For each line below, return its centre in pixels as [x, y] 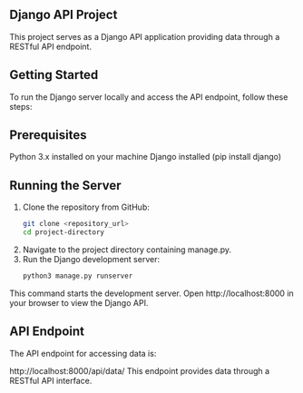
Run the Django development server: [91, 259]
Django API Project [64, 15]
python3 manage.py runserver [78, 276]
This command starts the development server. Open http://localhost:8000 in [152, 293]
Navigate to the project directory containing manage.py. [127, 250]
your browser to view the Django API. [79, 302]
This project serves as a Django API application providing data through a [145, 36]
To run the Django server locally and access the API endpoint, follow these [149, 97]
